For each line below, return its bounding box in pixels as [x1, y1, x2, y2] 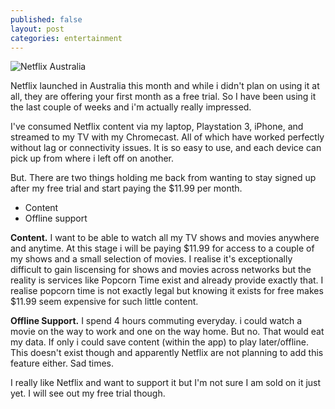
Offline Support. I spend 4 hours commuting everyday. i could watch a [10, 315, 303, 327]
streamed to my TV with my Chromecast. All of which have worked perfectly [10, 131, 325, 143]
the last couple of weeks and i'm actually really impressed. [10, 101, 252, 113]
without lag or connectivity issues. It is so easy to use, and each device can [10, 142, 322, 154]
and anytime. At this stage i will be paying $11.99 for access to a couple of [10, 242, 315, 255]
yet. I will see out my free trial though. [10, 387, 166, 400]
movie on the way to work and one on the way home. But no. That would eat [10, 326, 325, 338]
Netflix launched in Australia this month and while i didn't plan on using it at [10, 80, 320, 92]
